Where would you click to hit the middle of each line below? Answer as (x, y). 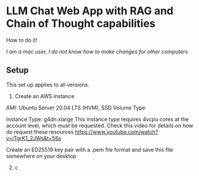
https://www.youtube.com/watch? (117, 131)
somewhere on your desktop (41, 156)
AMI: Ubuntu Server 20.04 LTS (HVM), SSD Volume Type (76, 108)
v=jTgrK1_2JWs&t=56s (34, 138)
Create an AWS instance (45, 96)
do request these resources (40, 131)
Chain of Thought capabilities (81, 23)
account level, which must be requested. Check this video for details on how (100, 125)
